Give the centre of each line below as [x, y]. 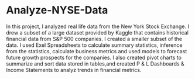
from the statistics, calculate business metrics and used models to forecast [97, 51]
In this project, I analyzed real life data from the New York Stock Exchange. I [97, 26]
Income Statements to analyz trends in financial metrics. [74, 70]
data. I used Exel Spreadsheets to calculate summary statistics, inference [94, 45]
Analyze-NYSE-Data [57, 10]
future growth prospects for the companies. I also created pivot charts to [94, 57]
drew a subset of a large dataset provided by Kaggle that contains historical [97, 32]
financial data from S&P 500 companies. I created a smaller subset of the [94, 39]
